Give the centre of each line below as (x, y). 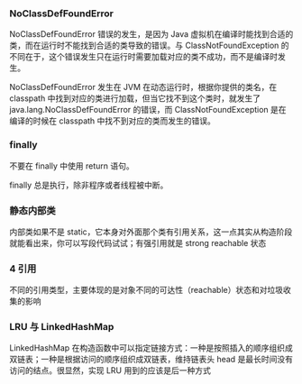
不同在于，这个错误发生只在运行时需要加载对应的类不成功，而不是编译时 (143, 57)
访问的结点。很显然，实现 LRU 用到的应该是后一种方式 (110, 370)
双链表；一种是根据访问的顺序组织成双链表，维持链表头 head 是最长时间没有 (151, 360)
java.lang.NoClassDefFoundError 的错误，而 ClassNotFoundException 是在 (148, 110)
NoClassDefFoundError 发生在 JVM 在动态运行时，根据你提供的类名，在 (143, 87)
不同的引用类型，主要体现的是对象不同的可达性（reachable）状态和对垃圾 (146, 290)
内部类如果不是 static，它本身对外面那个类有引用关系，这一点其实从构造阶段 (151, 232)
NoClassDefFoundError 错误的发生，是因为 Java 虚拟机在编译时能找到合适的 (151, 34)
